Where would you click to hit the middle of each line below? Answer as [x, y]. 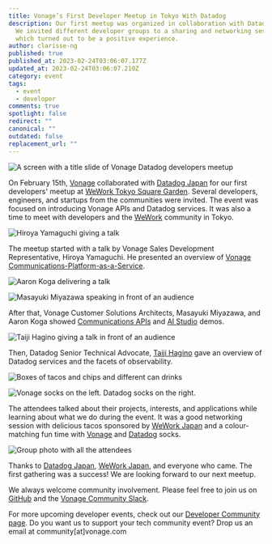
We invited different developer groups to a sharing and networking [134, 31]
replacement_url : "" [43, 144]
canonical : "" [32, 129]
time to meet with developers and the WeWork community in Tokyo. [121, 217]
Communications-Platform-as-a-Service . [77, 266]
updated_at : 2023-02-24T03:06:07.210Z [74, 69]
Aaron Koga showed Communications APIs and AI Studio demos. [117, 321]
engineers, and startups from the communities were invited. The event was [134, 200]
